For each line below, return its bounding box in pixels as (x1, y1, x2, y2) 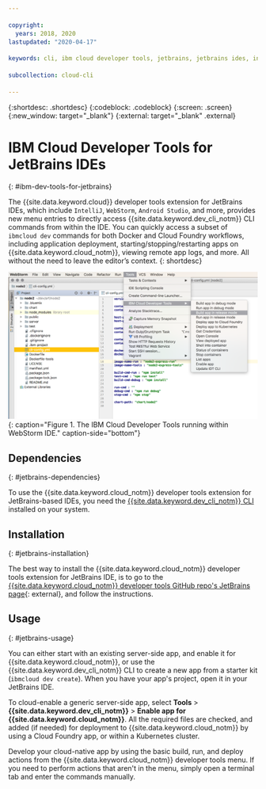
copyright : (8, 21, 44, 29)
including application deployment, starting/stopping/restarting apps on (8, 238, 239, 249)
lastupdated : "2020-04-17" (8, 38, 97, 46)
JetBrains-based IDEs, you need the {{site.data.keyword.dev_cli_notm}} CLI (8, 496, 255, 506)
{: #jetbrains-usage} (8, 633, 74, 642)
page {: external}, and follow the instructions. (8, 589, 154, 598)
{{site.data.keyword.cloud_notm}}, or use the (8, 657, 155, 666)
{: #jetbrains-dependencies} (8, 472, 101, 482)
